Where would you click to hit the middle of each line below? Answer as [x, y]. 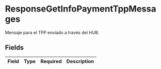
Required [51, 61]
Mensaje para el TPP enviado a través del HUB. [52, 32]
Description [80, 61]
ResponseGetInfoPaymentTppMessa [81, 9]
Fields [15, 48]
